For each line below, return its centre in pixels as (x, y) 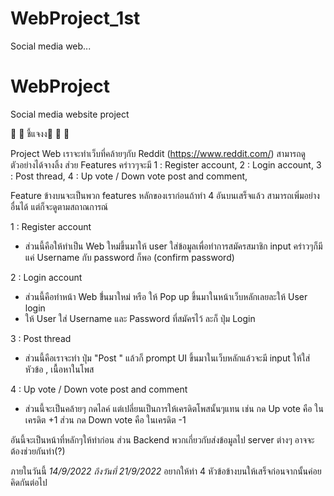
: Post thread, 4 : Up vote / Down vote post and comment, (129, 176)
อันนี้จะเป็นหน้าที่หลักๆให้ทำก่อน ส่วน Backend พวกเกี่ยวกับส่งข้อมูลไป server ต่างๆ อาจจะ (162, 439)
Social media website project (70, 114)
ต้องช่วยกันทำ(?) (38, 451)
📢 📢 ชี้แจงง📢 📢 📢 (40, 133)
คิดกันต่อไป (29, 482)
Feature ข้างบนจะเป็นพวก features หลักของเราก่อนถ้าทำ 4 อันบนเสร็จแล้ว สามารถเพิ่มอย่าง (165, 195)
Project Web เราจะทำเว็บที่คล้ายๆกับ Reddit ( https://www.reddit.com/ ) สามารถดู (158, 153)
